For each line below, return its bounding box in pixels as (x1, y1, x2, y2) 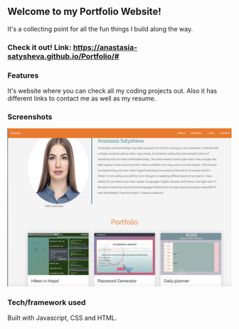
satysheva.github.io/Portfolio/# (7, 51, 119, 61)
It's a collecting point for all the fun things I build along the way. (7, 24, 193, 33)
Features (7, 70, 39, 80)
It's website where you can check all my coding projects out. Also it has (7, 87, 218, 95)
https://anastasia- (73, 42, 137, 52)
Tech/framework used (7, 297, 86, 307)
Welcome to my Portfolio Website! (7, 6, 161, 18)
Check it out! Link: (7, 42, 72, 52)
